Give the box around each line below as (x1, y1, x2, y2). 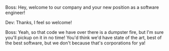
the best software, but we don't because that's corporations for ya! (5, 40, 146, 46)
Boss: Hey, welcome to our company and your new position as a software (5, 5, 159, 10)
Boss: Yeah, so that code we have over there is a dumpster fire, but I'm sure (5, 29, 164, 35)
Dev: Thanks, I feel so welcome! (5, 20, 72, 25)
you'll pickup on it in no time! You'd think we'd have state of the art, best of (5, 35, 162, 40)
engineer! (5, 10, 25, 16)
